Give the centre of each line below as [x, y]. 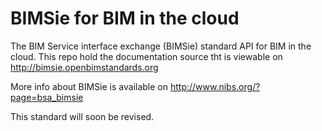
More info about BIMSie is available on [89, 86]
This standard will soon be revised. [82, 116]
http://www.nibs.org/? [215, 86]
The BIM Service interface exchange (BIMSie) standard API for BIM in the [161, 46]
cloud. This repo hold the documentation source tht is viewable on [146, 56]
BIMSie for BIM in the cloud [125, 18]
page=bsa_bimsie [47, 97]
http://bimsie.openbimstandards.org [84, 67]
